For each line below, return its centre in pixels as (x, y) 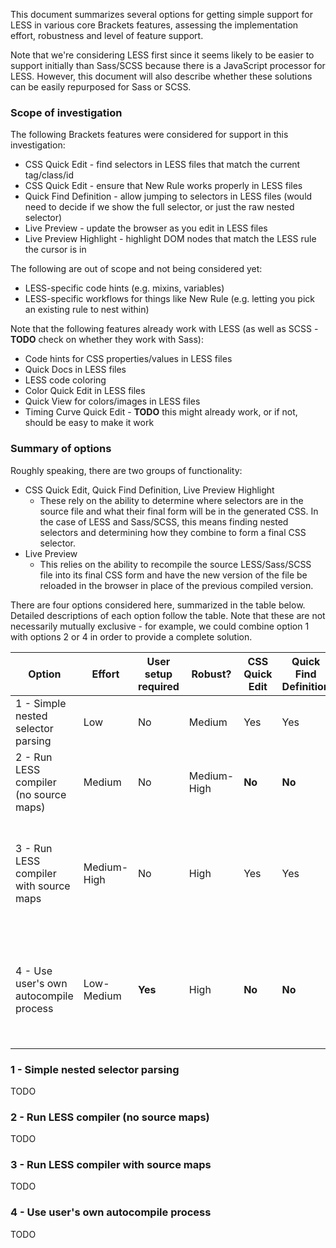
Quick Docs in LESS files (75, 370)
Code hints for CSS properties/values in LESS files (128, 359)
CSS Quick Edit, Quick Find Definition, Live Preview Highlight (149, 490)
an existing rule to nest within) (87, 310)
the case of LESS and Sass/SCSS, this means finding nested (164, 521)
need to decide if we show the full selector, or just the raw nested (159, 207)
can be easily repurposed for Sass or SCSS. (101, 87)
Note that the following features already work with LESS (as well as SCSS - (164, 329)
